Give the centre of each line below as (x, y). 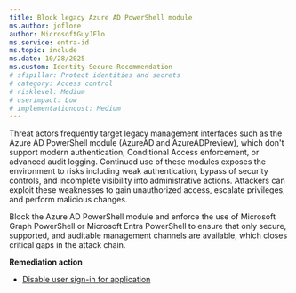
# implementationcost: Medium (65, 108)
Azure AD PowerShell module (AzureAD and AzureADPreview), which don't (147, 143)
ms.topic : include (43, 51)
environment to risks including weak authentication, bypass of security (139, 171)
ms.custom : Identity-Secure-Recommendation (91, 67)
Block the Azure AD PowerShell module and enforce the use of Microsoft (142, 217)
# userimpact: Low (43, 100)
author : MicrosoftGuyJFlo (57, 34)
